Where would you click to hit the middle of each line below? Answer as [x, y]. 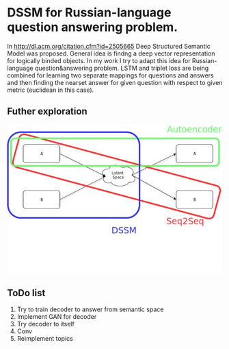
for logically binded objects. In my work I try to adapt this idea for [99, 60]
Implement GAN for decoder [57, 317]
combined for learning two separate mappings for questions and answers [110, 75]
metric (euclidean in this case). [51, 90]
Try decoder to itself [46, 324]
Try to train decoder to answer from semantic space [90, 309]
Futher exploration [47, 111]
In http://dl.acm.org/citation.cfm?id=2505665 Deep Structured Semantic [109, 46]
